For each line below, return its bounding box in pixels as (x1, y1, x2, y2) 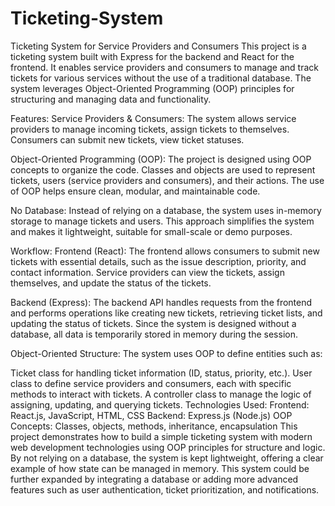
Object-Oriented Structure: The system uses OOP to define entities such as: (10, 347, 323, 359)
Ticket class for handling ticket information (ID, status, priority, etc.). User (10, 367, 313, 379)
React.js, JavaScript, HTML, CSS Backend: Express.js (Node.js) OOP (10, 409, 293, 421)
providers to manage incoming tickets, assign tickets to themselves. (10, 123, 290, 135)
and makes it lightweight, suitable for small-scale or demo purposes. (10, 225, 293, 237)
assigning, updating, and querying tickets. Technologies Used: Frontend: (10, 398, 310, 411)
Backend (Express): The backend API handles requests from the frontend (10, 296, 313, 308)
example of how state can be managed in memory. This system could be (10, 462, 310, 474)
